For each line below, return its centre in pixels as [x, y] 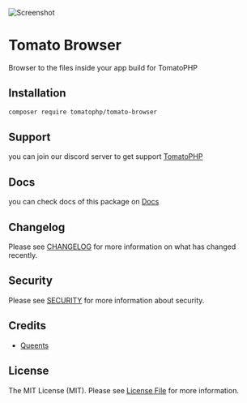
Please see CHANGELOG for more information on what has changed [122, 247]
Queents [34, 345]
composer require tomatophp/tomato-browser [83, 112]
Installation [37, 93]
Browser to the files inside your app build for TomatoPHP [103, 67]
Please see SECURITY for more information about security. [106, 300]
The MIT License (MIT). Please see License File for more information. [123, 390]
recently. [23, 255]
